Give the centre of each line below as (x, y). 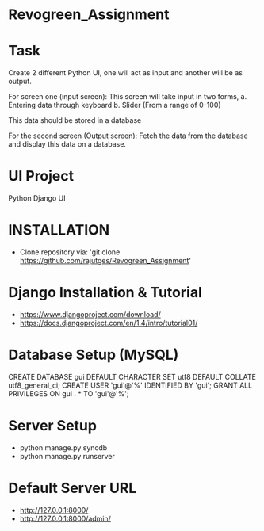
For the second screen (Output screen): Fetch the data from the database (128, 136)
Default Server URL (73, 488)
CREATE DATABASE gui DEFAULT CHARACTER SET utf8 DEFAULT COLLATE (132, 376)
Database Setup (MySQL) (94, 355)
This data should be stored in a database (75, 120)
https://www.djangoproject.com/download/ (90, 314)
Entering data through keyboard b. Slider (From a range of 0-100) (115, 105)
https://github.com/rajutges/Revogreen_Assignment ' (105, 260)
